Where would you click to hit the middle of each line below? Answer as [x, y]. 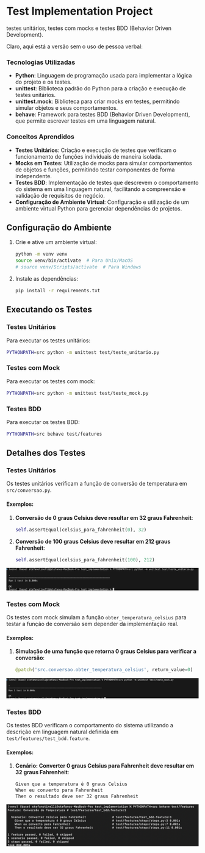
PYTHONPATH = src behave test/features [54, 434]
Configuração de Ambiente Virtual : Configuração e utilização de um [102, 202]
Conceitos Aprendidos [40, 137]
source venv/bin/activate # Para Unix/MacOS [74, 261]
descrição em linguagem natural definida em [63, 732]
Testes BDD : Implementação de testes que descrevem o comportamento [107, 182]
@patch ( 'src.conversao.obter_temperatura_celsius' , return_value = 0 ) [104, 670]
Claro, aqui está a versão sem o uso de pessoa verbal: [75, 46]
